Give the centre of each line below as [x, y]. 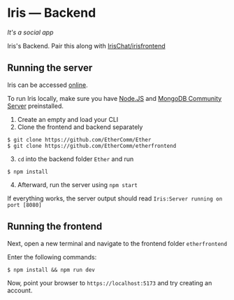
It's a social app [30, 32]
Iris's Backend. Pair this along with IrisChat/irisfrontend [86, 46]
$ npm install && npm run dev [51, 270]
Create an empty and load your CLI [68, 119]
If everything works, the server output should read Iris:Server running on [115, 198]
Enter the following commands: [52, 257]
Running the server [50, 68]
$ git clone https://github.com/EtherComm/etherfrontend [92, 146]
